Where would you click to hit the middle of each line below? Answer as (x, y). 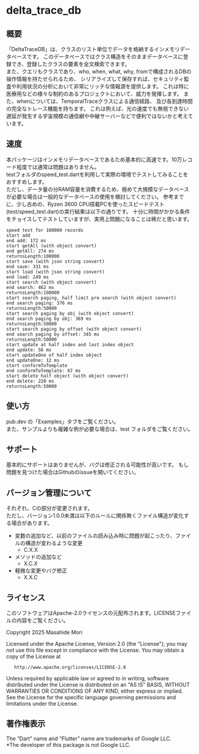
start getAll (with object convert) (51, 246)
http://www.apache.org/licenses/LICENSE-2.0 (70, 667)
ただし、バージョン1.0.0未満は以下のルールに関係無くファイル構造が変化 (95, 516)
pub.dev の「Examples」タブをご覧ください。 (63, 421)
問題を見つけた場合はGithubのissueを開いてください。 (73, 472)
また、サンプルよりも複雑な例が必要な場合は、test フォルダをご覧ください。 (100, 429)
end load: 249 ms (28, 277)
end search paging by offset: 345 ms (53, 334)
